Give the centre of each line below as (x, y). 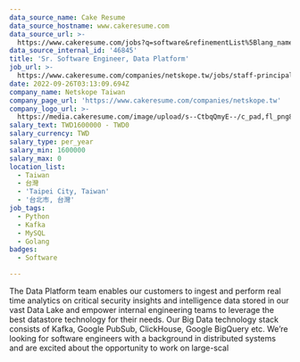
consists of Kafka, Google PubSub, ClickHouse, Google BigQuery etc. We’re (149, 329)
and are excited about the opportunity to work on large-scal (119, 348)
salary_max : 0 (36, 158)
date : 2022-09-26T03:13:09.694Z (69, 84)
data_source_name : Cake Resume (67, 17)
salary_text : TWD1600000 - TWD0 (69, 126)
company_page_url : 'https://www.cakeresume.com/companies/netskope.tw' (145, 100)
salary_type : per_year (51, 142)
